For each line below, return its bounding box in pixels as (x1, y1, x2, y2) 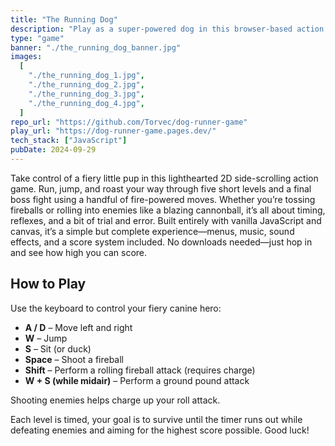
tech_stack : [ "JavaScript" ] (10, 136, 128, 146)
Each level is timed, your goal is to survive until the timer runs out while (10, 413, 303, 425)
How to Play (10, 276, 87, 293)
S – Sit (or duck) (24, 342, 92, 355)
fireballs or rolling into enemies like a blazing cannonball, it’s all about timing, (10, 204, 326, 216)
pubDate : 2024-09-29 (10, 145, 97, 155)
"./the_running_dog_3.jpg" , (28, 89, 145, 99)
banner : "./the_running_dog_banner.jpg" (10, 42, 182, 53)
